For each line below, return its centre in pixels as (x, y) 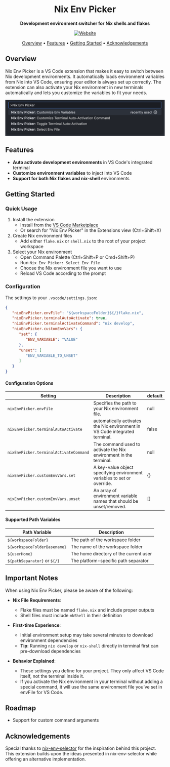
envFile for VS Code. (42, 692)
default (155, 395)
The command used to (117, 444)
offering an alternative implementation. (46, 759)
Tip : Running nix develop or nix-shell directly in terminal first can (89, 645)
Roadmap (21, 708)
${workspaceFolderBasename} (37, 547)
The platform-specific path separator (110, 561)
